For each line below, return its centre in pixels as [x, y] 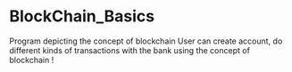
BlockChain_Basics [82, 16]
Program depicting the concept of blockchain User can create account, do [146, 41]
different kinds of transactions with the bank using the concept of [129, 50]
